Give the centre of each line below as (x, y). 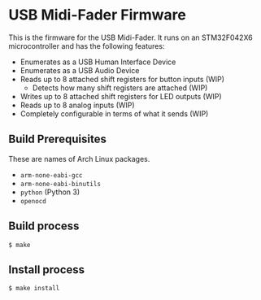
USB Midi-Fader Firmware (98, 15)
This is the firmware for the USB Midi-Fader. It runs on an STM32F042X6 (131, 37)
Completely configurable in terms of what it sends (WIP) (114, 113)
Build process (44, 226)
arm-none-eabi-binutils (61, 184)
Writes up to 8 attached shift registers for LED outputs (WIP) (121, 96)
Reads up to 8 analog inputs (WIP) (78, 105)
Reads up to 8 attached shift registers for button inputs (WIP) (122, 79)
